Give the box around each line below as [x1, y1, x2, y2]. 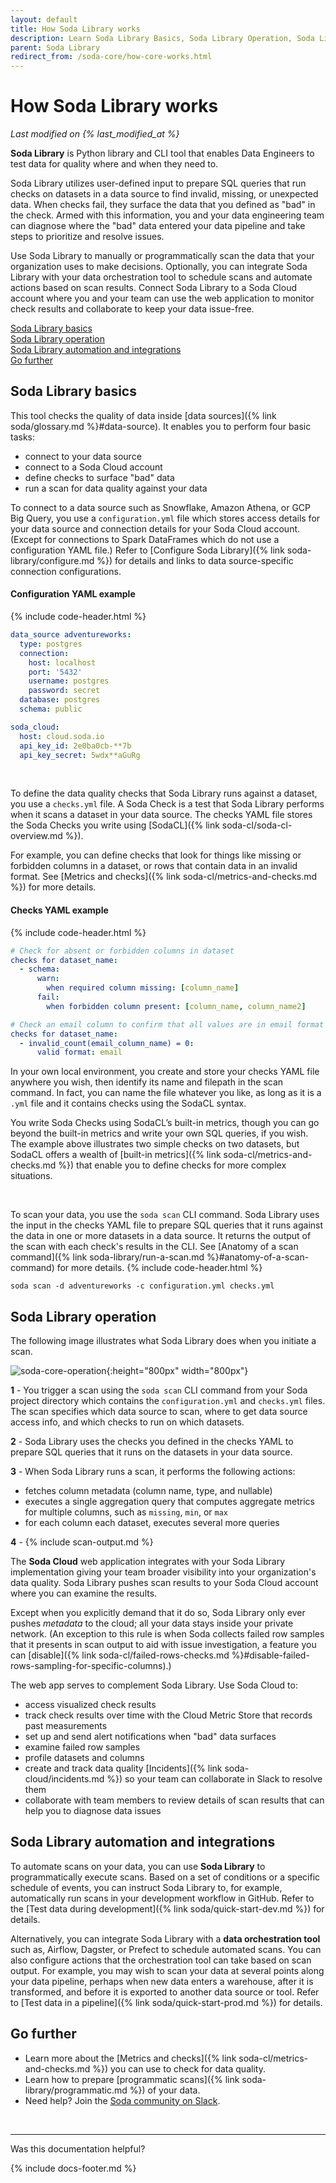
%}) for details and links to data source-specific [96, 554, 294, 566]
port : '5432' [28, 667, 83, 677]
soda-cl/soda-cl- [221, 819, 293, 831]
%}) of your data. [129, 2084, 201, 2096]
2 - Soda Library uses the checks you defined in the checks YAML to [10, 1436, 294, 1448]
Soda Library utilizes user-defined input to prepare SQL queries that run [10, 177, 307, 190]
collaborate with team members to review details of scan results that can [24, 1794, 325, 1806]
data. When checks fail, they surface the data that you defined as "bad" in [10, 199, 316, 211]
